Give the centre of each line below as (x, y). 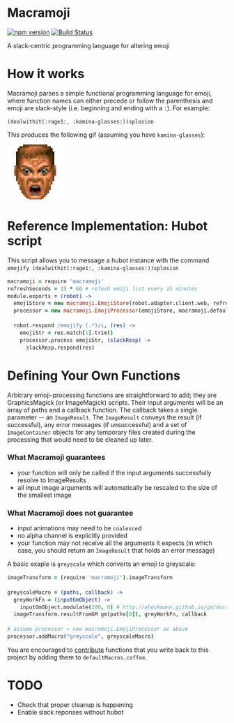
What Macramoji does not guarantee (70, 513)
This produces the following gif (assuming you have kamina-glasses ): (106, 135)
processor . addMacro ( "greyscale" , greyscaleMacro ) (81, 636)
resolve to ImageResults (52, 480)
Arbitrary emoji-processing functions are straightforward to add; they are (112, 395)
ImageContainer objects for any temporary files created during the (102, 432)
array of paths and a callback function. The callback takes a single (102, 410)
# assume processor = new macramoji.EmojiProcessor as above (98, 629)
